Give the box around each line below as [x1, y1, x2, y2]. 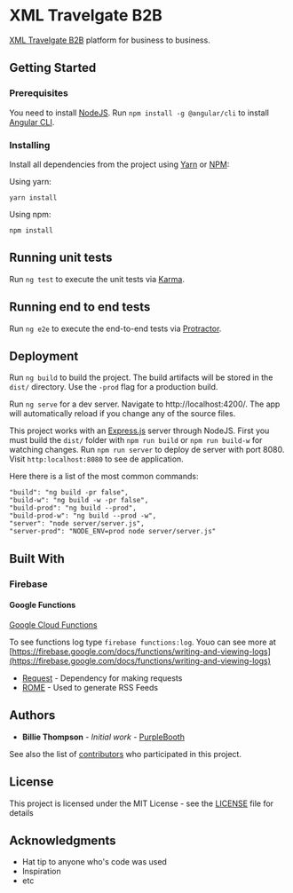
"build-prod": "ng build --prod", [9, 503, 138, 513]
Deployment [9, 348, 79, 364]
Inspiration [21, 866, 61, 877]
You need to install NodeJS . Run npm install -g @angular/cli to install [9, 107, 269, 118]
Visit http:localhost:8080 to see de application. [9, 454, 184, 464]
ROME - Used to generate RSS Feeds [21, 682, 158, 692]
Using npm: [9, 209, 51, 219]
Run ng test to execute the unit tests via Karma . [9, 273, 185, 284]
